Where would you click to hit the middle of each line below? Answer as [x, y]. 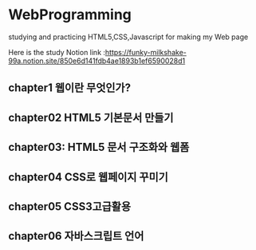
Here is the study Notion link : [57, 52]
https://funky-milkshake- [146, 52]
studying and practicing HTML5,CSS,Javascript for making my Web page [128, 37]
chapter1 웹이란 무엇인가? [70, 88]
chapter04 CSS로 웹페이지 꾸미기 [89, 177]
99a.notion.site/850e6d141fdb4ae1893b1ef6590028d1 [97, 61]
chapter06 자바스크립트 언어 [76, 236]
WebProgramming [70, 15]
